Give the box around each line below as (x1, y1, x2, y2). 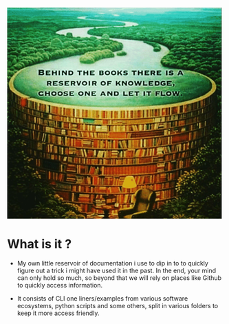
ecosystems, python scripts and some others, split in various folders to (17, 301, 219, 310)
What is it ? (7, 237, 72, 252)
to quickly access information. (17, 281, 103, 289)
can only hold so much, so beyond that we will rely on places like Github (17, 273, 222, 282)
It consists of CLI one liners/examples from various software (17, 294, 188, 303)
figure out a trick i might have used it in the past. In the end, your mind (17, 266, 217, 274)
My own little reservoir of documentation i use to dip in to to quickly (17, 259, 208, 267)
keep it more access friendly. (17, 309, 100, 317)
